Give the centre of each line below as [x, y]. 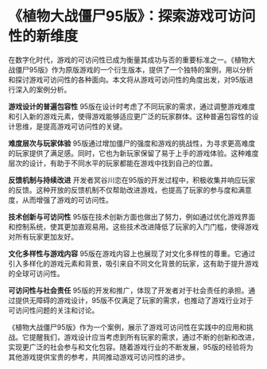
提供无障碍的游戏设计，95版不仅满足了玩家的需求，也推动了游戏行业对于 [134, 300]
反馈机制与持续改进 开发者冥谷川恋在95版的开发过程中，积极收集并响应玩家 [132, 180]
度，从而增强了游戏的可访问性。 [60, 200]
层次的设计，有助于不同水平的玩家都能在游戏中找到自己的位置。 [112, 163]
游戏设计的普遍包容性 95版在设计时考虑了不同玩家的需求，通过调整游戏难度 [132, 106]
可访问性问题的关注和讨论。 [54, 310]
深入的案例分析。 [43, 89]
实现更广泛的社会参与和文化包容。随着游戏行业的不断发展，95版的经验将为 [131, 347]
